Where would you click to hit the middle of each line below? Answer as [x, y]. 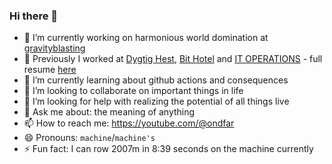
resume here [50, 70]
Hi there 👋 [34, 16]
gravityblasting [54, 48]
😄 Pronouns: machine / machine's [89, 138]
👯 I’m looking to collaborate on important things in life [133, 91]
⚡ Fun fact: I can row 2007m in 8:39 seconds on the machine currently [168, 149]
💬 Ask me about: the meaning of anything [109, 112]
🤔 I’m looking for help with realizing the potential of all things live [156, 101]
